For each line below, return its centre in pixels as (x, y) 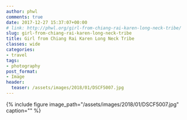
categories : (20, 50)
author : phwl (22, 11)
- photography (23, 66)
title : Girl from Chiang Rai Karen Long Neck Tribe (70, 39)
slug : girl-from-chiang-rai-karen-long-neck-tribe (69, 33)
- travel (17, 55)
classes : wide (23, 44)
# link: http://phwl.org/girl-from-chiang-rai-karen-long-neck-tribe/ (94, 28)
